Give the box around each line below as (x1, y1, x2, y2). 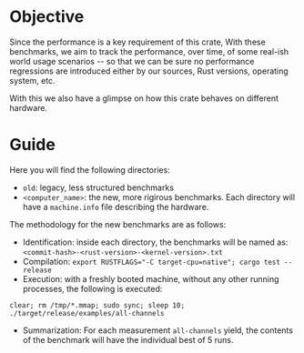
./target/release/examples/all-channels (9, 308, 166, 318)
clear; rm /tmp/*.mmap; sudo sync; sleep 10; (9, 300, 185, 310)
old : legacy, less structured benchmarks (22, 182, 175, 193)
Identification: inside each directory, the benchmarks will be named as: (22, 237, 289, 247)
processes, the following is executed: (22, 283, 163, 294)
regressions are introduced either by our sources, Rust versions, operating (9, 66, 289, 76)
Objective (9, 6, 85, 27)
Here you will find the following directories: (9, 164, 170, 175)
